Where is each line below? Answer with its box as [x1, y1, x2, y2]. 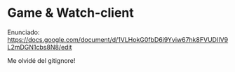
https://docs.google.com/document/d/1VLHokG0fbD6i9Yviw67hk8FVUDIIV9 [7, 35, 229, 43]
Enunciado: [7, 28, 40, 36]
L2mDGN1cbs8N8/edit [7, 43, 72, 51]
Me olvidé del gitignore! [7, 56, 76, 64]
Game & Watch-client [7, 5, 135, 21]
